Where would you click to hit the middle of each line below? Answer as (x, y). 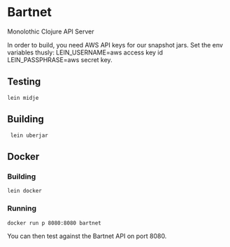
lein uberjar (29, 135)
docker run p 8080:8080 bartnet (54, 223)
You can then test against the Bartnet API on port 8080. (87, 236)
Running (22, 209)
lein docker (24, 191)
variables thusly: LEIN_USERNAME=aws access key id (85, 52)
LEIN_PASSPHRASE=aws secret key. (60, 59)
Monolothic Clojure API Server (51, 31)
